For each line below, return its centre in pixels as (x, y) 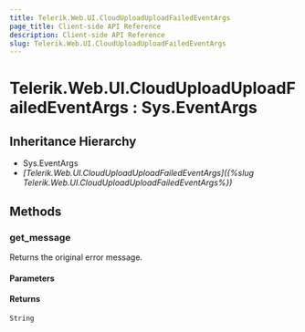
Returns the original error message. (76, 257)
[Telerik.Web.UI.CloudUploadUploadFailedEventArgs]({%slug (138, 173)
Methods (36, 211)
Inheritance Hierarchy (73, 141)
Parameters (32, 278)
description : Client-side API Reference (88, 35)
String (22, 318)
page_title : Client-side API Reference (85, 26)
